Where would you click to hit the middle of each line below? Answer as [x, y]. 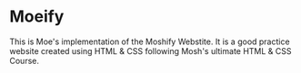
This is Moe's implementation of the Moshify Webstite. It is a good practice [150, 41]
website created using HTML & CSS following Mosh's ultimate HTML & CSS [151, 50]
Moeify [37, 17]
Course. [24, 60]
